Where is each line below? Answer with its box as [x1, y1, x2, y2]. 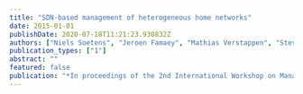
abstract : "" [9, 55, 59, 64]
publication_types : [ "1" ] [9, 47, 106, 56]
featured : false [9, 64, 70, 73]
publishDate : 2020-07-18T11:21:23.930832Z [9, 30, 171, 38]
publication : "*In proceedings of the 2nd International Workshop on [9, 72, 277, 81]
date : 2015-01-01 [9, 21, 75, 30]
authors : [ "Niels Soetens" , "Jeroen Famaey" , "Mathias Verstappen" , [9, 38, 272, 47]
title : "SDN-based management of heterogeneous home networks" [9, 13, 252, 22]
